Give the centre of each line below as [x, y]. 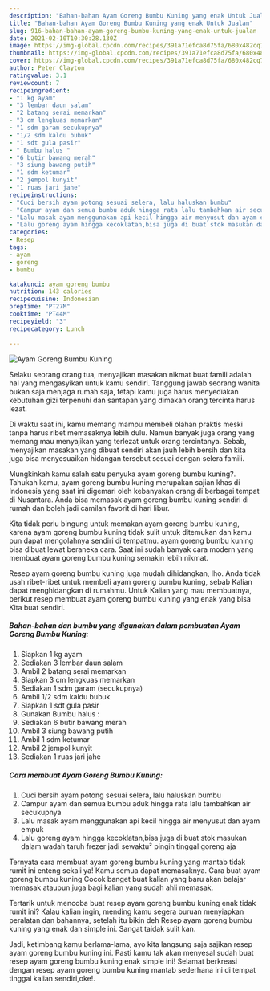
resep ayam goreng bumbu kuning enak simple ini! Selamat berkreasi [123, 961]
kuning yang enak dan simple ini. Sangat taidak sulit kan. [103, 929]
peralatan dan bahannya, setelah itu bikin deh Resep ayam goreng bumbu [131, 920]
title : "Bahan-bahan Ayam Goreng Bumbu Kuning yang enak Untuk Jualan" [131, 23]
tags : [18, 247]
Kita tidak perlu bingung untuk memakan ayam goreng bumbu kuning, [124, 524]
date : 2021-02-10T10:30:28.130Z [63, 38]
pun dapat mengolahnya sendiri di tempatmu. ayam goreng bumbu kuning [131, 540]
